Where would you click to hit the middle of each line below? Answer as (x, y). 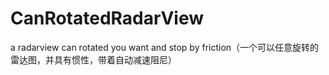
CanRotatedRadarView (107, 18)
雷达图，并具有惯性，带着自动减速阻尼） (93, 59)
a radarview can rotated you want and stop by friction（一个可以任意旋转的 (165, 47)
